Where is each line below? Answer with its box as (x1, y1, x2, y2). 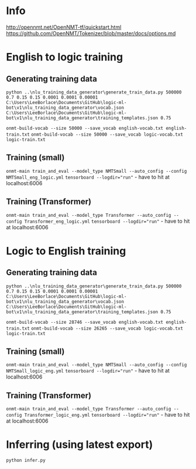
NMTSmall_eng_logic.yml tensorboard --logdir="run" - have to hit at (6, 173, 170, 180)
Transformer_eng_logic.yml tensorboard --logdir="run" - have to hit (24, 217, 190, 225)
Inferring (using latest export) (6, 438, 153, 451)
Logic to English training (6, 244, 126, 257)
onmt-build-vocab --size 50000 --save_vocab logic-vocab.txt (31, 131, 183, 138)
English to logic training (6, 51, 123, 64)
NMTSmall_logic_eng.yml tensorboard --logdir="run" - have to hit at (6, 367, 170, 374)
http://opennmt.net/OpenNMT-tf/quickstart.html (6, 24, 122, 31)
